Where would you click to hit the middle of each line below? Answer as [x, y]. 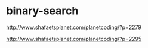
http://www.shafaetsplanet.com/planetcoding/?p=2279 [74, 27]
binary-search [42, 11]
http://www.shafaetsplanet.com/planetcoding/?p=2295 [74, 39]
